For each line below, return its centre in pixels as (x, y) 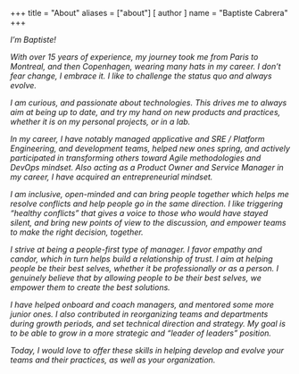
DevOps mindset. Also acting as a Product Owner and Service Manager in (147, 167)
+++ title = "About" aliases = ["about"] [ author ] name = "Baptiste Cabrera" (149, 13)
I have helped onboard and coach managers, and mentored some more (142, 304)
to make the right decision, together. (77, 232)
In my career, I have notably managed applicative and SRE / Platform (137, 139)
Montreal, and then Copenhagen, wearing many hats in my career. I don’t (145, 66)
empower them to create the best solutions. (90, 287)
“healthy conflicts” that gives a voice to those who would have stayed (139, 213)
